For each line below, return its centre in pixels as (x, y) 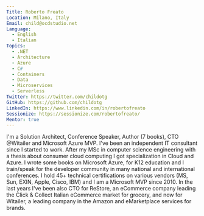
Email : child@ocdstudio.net (42, 23)
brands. (16, 208)
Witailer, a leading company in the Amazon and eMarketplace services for (99, 201)
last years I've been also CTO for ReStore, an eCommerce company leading (101, 189)
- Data (20, 80)
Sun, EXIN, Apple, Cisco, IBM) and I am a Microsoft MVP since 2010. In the (100, 182)
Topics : (16, 46)
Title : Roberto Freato (35, 12)
